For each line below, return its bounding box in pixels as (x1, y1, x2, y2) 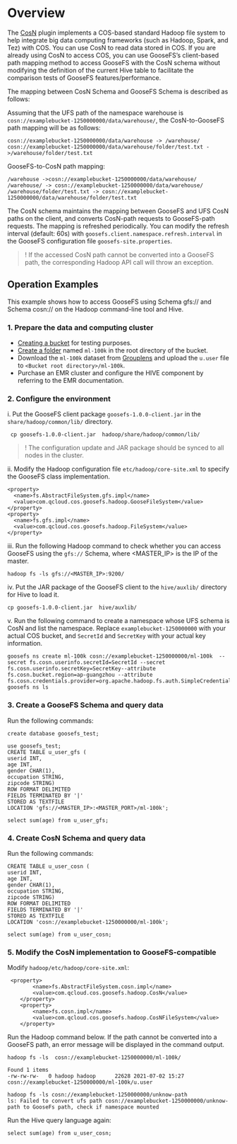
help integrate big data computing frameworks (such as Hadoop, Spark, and (7, 35, 229, 44)
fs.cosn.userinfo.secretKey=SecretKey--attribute (7, 665, 157, 673)
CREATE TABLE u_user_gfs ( (7, 748, 87, 755)
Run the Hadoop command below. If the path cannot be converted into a (7, 1033, 217, 1041)
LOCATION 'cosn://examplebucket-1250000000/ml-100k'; (7, 918, 169, 925)
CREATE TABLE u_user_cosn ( (7, 862, 90, 870)
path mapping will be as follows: (7, 123, 101, 132)
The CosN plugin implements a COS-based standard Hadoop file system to (7, 28, 226, 37)
